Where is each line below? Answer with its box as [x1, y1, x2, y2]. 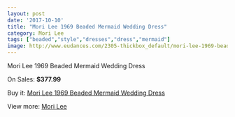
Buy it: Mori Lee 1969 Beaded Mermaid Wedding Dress [7, 88, 166, 97]
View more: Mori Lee [7, 102, 68, 110]
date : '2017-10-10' [7, 17, 64, 24]
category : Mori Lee [7, 29, 64, 37]
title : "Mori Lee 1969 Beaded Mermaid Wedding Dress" [7, 23, 168, 30]
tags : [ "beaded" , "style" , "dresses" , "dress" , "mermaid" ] [7, 36, 171, 43]
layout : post [7, 10, 45, 17]
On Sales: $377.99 [7, 75, 62, 84]
